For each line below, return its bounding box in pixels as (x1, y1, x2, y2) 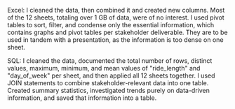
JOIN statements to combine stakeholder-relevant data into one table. (7, 79, 209, 87)
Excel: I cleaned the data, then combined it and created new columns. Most (7, 6, 225, 14)
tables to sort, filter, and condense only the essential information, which (7, 21, 215, 29)
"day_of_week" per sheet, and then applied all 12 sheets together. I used (7, 71, 215, 80)
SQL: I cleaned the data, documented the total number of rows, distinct (7, 57, 213, 65)
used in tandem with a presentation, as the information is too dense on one (7, 36, 224, 44)
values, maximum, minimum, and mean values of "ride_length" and (7, 64, 201, 72)
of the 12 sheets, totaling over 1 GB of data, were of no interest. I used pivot (7, 13, 224, 22)
